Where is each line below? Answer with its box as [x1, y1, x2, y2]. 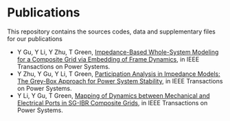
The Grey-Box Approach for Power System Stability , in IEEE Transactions [16, 77, 223, 85]
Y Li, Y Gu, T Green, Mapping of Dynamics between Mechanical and [16, 91, 211, 100]
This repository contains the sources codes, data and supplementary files [7, 27, 216, 36]
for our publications [7, 34, 63, 42]
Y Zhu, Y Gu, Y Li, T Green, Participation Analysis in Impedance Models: [16, 70, 221, 78]
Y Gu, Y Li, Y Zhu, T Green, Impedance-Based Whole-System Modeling [16, 48, 219, 56]
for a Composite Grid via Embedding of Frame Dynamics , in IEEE [16, 55, 200, 63]
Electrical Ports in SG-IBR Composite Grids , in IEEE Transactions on [16, 98, 208, 107]
